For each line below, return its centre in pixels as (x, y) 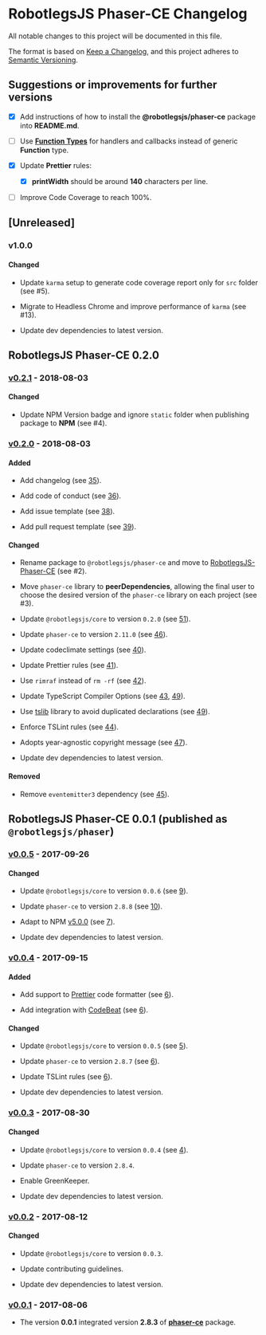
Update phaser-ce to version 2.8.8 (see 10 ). (91, 906)
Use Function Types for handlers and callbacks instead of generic (129, 141)
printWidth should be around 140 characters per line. (120, 181)
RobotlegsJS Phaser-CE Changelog (128, 14)
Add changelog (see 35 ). (61, 481)
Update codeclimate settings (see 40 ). (83, 650)
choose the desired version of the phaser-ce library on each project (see (138, 595)
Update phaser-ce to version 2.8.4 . (77, 1165)
